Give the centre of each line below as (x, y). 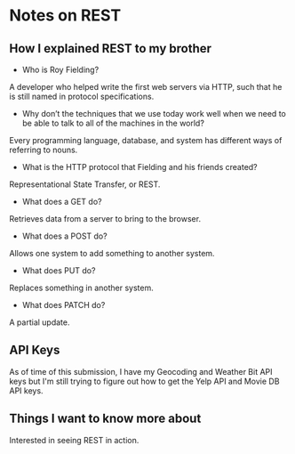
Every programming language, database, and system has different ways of (146, 140)
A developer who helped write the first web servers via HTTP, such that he (146, 87)
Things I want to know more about (105, 419)
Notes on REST (65, 16)
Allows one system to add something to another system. (112, 253)
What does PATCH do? (64, 305)
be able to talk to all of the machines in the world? (113, 123)
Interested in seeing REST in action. (74, 440)
